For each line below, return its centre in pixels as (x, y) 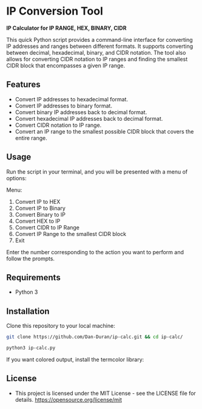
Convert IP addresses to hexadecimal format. (72, 99)
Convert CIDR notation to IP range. (58, 125)
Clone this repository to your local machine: (61, 326)
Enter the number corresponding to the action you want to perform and (95, 252)
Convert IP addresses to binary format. (63, 106)
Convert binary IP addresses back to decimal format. (81, 112)
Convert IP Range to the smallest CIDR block (70, 234)
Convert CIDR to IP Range (47, 227)
